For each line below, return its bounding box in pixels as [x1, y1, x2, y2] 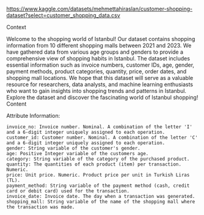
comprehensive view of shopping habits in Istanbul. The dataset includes [6, 55, 191, 62]
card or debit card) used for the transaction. [6, 188, 130, 194]
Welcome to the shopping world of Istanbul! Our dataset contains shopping [6, 35, 195, 42]
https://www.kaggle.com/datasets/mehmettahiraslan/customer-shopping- [6, 5, 193, 12]
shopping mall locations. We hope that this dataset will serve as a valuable [6, 75, 194, 81]
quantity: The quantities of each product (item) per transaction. [6, 161, 182, 167]
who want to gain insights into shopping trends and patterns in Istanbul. [6, 87, 187, 94]
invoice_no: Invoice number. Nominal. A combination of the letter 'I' [6, 124, 192, 130]
